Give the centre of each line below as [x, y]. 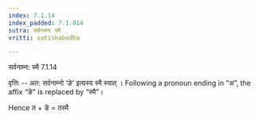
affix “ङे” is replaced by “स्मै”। [56, 92]
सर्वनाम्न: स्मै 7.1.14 [33, 67]
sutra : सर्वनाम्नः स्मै [35, 30]
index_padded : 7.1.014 [46, 23]
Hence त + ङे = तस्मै [39, 108]
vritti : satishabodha [44, 38]
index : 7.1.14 [32, 15]
